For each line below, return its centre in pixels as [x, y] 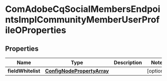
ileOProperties [36, 30]
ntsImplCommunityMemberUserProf [83, 20]
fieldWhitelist [24, 71]
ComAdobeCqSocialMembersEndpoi [83, 9]
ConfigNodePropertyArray [77, 71]
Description [128, 62]
